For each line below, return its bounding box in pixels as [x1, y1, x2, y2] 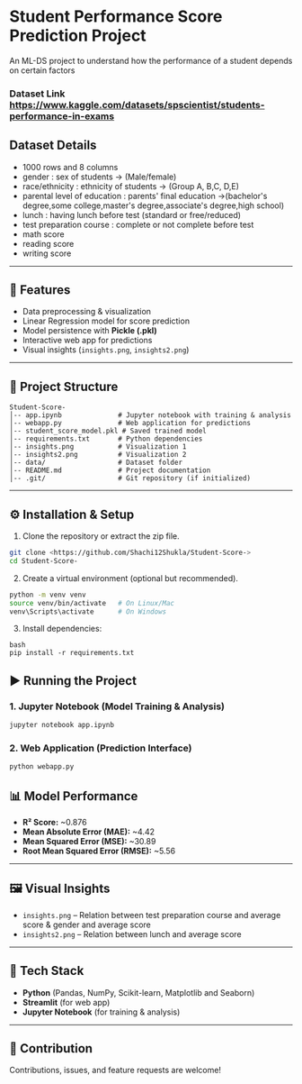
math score [22, 228, 65, 240]
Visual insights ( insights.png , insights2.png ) [22, 344, 190, 355]
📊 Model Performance [9, 788, 138, 804]
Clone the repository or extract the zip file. [22, 531, 180, 542]
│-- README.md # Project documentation [9, 466, 211, 475]
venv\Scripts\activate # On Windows [9, 606, 167, 616]
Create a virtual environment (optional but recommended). [22, 572, 238, 583]
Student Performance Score [9, 6, 223, 27]
